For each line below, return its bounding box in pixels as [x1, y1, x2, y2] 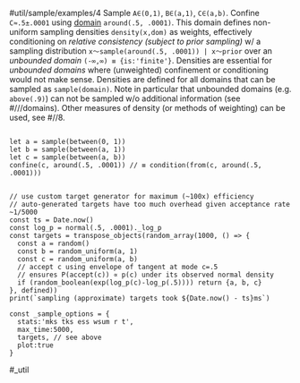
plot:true [17, 341, 54, 350]
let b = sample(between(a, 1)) [9, 145, 126, 154]
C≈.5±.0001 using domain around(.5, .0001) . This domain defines [9, 17, 252, 28]
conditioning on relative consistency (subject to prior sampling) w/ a [9, 36, 261, 47]
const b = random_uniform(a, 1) [17, 247, 139, 256]
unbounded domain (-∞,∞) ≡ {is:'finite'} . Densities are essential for [9, 55, 272, 65]
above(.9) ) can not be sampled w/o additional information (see [9, 93, 241, 104]
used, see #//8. [9, 112, 65, 123]
